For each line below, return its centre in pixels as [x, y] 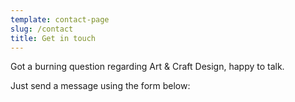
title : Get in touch [53, 38]
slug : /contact [42, 29]
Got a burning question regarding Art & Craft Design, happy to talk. [147, 67]
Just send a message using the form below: [100, 86]
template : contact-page [60, 19]
